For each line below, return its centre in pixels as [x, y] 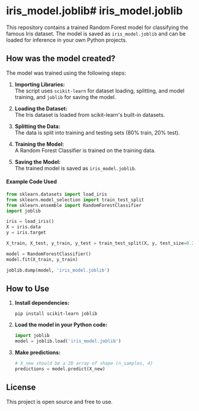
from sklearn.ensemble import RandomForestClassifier [74, 205]
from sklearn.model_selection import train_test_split [75, 200]
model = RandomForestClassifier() [49, 254]
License [21, 388]
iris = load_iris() [30, 222]
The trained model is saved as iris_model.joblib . [75, 168]
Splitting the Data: [37, 126]
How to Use [28, 289]
